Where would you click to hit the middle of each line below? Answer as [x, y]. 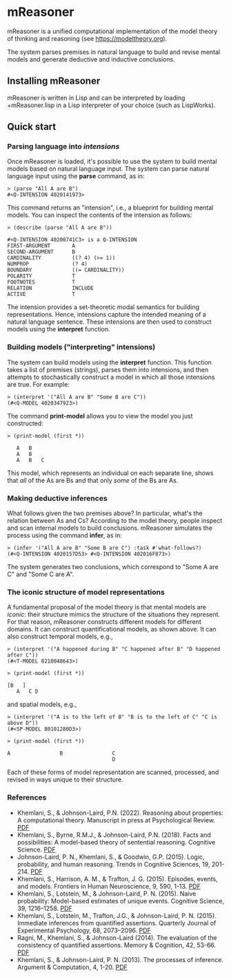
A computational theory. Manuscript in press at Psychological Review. [116, 820]
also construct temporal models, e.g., [60, 636]
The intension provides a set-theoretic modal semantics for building [103, 307]
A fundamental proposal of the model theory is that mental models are [107, 607]
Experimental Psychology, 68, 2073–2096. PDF [84, 930]
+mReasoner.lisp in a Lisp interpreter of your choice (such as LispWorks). [111, 105]
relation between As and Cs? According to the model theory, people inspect [115, 521]
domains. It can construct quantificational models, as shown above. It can [112, 629]
